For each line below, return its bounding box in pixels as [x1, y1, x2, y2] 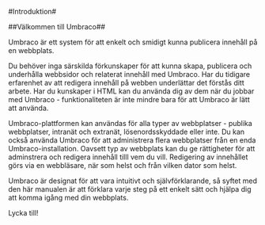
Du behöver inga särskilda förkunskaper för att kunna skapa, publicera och [8, 61, 252, 71]
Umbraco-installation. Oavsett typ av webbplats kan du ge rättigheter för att [8, 144, 256, 153]
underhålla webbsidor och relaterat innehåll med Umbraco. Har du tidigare [8, 70, 251, 78]
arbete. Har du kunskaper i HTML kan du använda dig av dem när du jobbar [8, 86, 255, 96]
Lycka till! [8, 208, 39, 217]
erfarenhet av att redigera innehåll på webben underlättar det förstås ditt [8, 78, 245, 87]
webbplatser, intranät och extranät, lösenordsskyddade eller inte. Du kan [8, 127, 245, 136]
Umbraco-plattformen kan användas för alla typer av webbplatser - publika [8, 119, 253, 128]
